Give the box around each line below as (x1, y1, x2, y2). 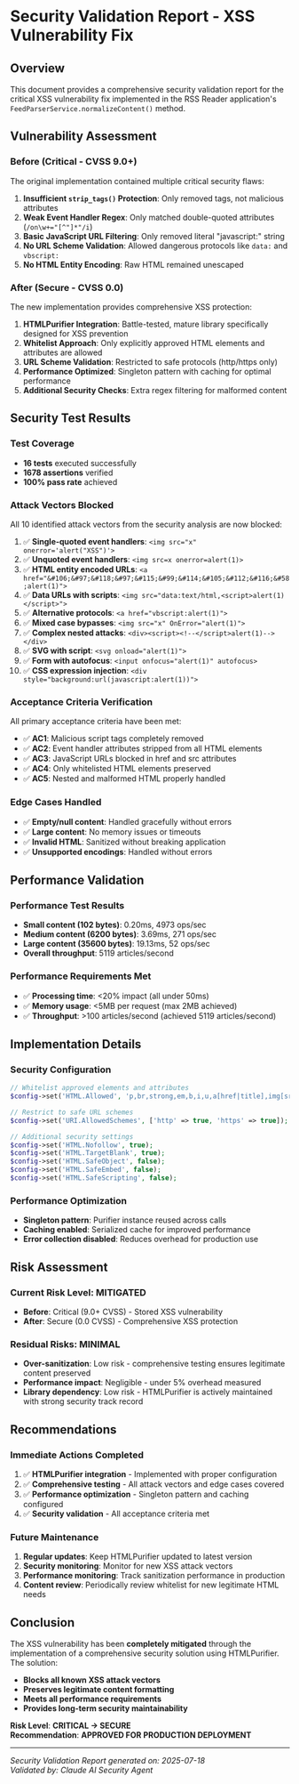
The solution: (10, 1658, 59, 1668)
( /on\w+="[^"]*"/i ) (22, 221, 93, 232)
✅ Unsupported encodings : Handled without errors (22, 846, 213, 857)
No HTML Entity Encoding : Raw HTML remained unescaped (22, 259, 245, 270)
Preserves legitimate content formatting (22, 1684, 175, 1695)
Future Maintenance (10, 1530, 99, 1543)
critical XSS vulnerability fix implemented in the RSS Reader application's (10, 93, 278, 104)
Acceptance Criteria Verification (10, 696, 153, 708)
